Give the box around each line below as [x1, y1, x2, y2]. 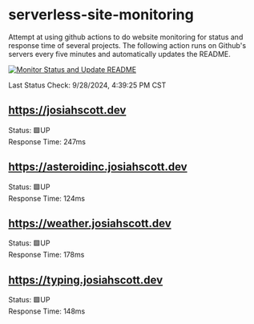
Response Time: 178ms [8, 250, 85, 260]
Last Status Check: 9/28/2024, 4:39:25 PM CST [8, 80, 167, 90]
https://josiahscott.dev [8, 103, 127, 117]
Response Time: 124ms [8, 193, 86, 203]
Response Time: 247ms [8, 136, 87, 146]
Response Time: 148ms [8, 306, 86, 316]
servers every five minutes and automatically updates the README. [8, 49, 231, 59]
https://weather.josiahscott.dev [8, 217, 172, 230]
